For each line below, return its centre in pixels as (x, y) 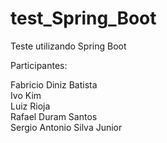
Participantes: (39, 65)
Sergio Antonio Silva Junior (66, 127)
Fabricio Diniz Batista (54, 84)
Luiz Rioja (30, 106)
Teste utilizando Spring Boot (68, 46)
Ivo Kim (26, 95)
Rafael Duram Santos (54, 116)
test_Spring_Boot (83, 18)
